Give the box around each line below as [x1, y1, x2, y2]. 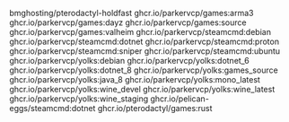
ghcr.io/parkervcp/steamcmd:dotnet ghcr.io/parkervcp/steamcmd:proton [9, 36, 280, 47]
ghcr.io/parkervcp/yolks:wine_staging [9, 93, 149, 104]
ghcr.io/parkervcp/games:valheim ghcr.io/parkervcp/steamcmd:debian [9, 27, 272, 37]
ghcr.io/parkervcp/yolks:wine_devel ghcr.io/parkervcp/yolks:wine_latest [9, 84, 276, 94]
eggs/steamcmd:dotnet [9, 103, 96, 113]
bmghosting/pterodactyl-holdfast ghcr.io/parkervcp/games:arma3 [9, 8, 254, 18]
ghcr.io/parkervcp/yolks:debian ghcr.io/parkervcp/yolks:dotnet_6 [9, 56, 250, 65]
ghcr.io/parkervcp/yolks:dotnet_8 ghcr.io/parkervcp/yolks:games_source [9, 65, 278, 75]
